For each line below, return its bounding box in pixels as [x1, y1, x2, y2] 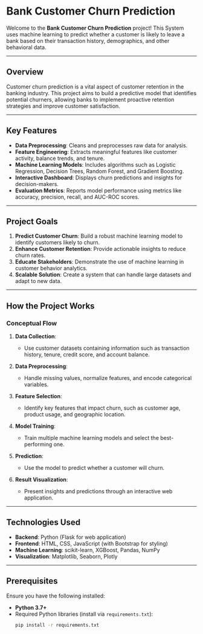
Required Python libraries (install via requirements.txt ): [14, 610, 153, 618]
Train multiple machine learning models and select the [24, 435, 159, 442]
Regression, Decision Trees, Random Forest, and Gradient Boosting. [14, 167, 184, 175]
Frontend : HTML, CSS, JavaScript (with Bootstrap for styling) [14, 539, 168, 547]
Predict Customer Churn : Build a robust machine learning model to [14, 232, 183, 240]
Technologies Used [6, 517, 80, 528]
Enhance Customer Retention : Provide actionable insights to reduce [14, 245, 186, 253]
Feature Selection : [14, 393, 62, 400]
